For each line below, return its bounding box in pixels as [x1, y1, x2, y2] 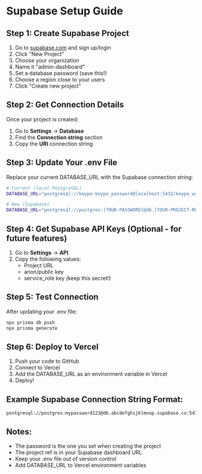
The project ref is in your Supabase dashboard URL [14, 449, 142, 456]
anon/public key [23, 268, 64, 275]
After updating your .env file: [6, 308, 77, 315]
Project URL [23, 261, 54, 269]
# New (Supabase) [6, 201, 50, 208]
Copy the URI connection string [14, 140, 93, 147]
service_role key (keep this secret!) [23, 275, 111, 282]
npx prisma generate [6, 325, 58, 331]
